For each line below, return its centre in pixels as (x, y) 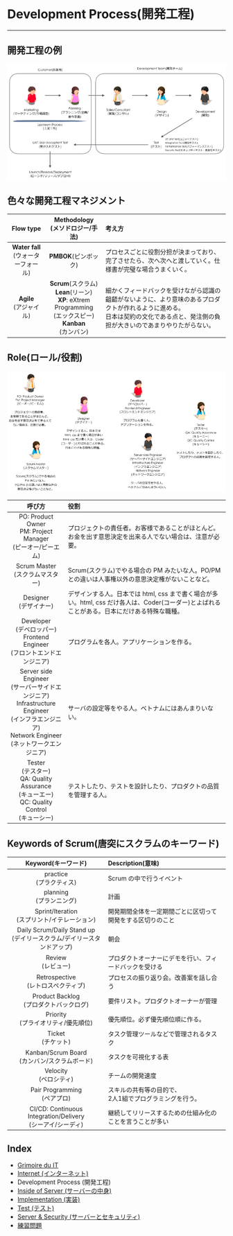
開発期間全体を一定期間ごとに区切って (162, 912)
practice (56, 873)
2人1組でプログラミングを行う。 (154, 1099)
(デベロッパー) (36, 629)
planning (56, 892)
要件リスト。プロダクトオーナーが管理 (163, 1001)
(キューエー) (36, 794)
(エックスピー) (74, 315)
